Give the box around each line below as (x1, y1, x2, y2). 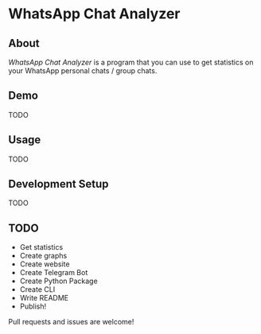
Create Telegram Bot (19, 268, 88, 278)
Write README (19, 293, 69, 303)
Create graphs (19, 251, 68, 261)
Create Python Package (19, 276, 98, 286)
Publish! (19, 301, 47, 311)
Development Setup (8, 177, 109, 191)
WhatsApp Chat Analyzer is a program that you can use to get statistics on (8, 57, 254, 67)
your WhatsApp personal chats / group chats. (8, 66, 158, 76)
